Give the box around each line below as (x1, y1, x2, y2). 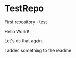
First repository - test (4, 19, 47, 25)
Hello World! (4, 28, 30, 34)
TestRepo (4, 3, 44, 14)
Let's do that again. (4, 38, 43, 44)
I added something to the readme (4, 47, 72, 53)
